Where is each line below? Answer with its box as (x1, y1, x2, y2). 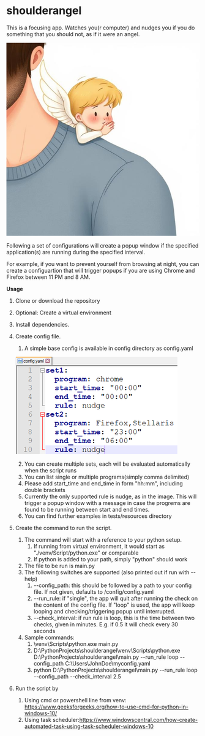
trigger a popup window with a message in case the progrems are (24, 499, 191, 506)
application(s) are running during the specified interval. (6, 248, 146, 256)
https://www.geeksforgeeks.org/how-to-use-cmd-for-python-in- (24, 703, 188, 710)
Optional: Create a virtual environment (15, 309, 111, 316)
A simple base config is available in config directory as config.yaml (24, 344, 193, 352)
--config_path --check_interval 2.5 (33, 672, 121, 680)
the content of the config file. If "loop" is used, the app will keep (33, 601, 195, 609)
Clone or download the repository (15, 297, 100, 304)
